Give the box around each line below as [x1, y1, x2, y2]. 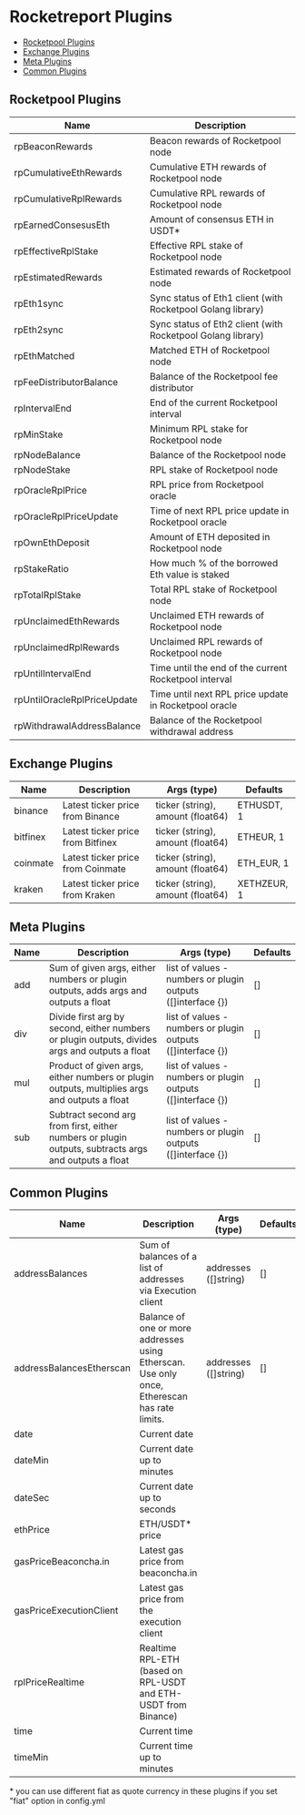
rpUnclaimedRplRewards [14, 640, 120, 653]
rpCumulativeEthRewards [14, 166, 123, 178]
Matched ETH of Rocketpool [149, 343, 271, 356]
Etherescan [139, 1391, 188, 1403]
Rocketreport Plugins [9, 6, 172, 27]
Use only [139, 1368, 178, 1381]
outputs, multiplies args [48, 1082, 149, 1095]
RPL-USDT [139, 1676, 187, 1688]
